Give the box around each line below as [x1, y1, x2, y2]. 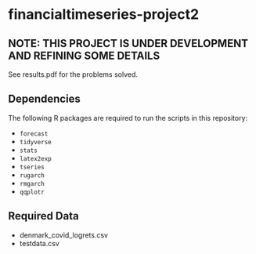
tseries [19, 163, 45, 171]
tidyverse [19, 138, 52, 146]
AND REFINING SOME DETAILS [8, 49, 160, 62]
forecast [19, 129, 49, 138]
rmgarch [19, 180, 45, 187]
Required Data [8, 209, 80, 223]
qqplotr [19, 188, 45, 196]
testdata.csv [19, 238, 60, 248]
